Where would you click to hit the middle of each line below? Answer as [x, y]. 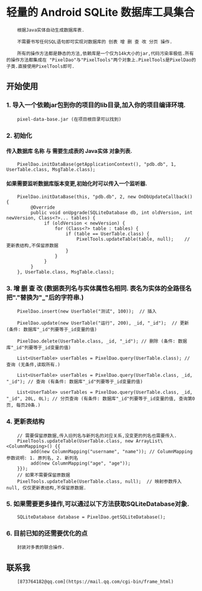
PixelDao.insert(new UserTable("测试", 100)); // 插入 [87, 312]
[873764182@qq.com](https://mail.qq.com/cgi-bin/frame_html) [95, 581]
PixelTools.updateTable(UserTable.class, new [75, 441]
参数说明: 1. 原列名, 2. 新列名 [42, 458]
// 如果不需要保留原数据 [44, 475]
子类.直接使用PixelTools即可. [41, 66]
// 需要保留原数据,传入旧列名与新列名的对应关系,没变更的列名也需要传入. [97, 436]
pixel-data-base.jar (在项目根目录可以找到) [69, 119]
